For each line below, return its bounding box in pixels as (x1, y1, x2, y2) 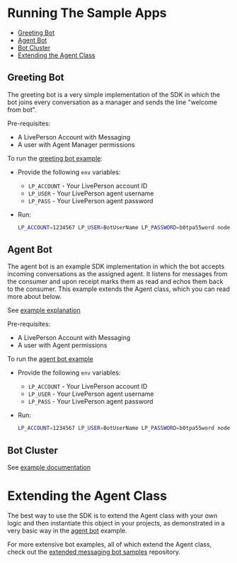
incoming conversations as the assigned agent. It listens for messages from (7, 270, 228, 278)
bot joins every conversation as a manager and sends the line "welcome (7, 98, 218, 106)
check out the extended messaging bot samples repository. (7, 547, 180, 557)
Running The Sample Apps (7, 5, 168, 21)
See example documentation (7, 463, 91, 472)
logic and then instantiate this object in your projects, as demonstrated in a (7, 519, 225, 528)
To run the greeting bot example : (7, 154, 103, 162)
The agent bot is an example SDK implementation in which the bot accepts (7, 262, 225, 271)
